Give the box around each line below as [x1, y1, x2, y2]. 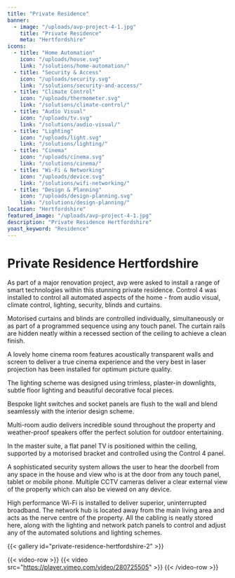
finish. [7, 337, 25, 345]
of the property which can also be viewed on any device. [7, 485, 172, 494]
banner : [7, 17, 30, 24]
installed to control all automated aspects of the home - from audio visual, [7, 294, 221, 302]
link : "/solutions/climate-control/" [20, 102, 130, 109]
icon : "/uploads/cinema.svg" [20, 153, 105, 161]
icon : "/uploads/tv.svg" [20, 114, 93, 121]
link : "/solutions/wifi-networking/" [20, 179, 130, 186]
